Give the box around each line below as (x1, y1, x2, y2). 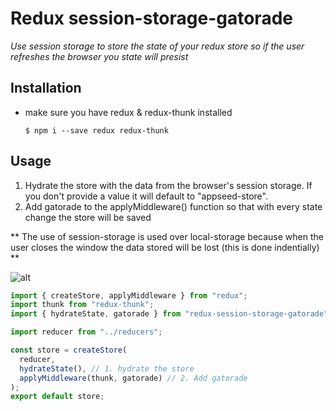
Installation (10, 80, 82, 97)
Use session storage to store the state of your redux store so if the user (10, 40, 305, 52)
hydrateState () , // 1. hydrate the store (19, 363, 195, 374)
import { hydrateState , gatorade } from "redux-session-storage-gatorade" (10, 309, 329, 319)
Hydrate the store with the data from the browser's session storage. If (24, 179, 313, 191)
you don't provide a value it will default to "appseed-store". (24, 190, 268, 202)
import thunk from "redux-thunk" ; (10, 300, 155, 310)
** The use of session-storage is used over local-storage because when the (10, 230, 324, 242)
